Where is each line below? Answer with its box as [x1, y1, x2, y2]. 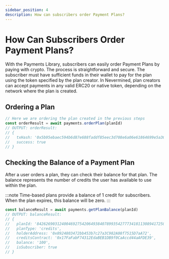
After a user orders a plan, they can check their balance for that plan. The [5, 172, 157, 178]
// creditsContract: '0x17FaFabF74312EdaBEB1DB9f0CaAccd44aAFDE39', [5, 235, 156, 240]
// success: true [5, 139, 46, 144]
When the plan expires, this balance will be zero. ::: [5, 197, 111, 203]
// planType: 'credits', [5, 226, 62, 231]
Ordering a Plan [5, 102, 55, 111]
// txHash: [5, 135, 33, 140]
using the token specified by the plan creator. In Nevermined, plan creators [5, 77, 160, 83]
